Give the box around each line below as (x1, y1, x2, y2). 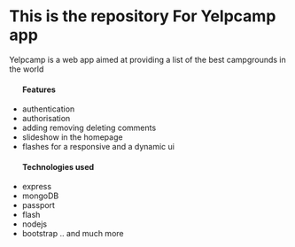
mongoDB (21, 190, 59, 201)
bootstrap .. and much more (21, 228, 124, 239)
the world (9, 64, 44, 74)
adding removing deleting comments (21, 122, 157, 134)
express (21, 181, 51, 192)
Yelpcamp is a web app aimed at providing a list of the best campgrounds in (9, 54, 286, 65)
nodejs (21, 219, 47, 229)
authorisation (21, 113, 71, 124)
